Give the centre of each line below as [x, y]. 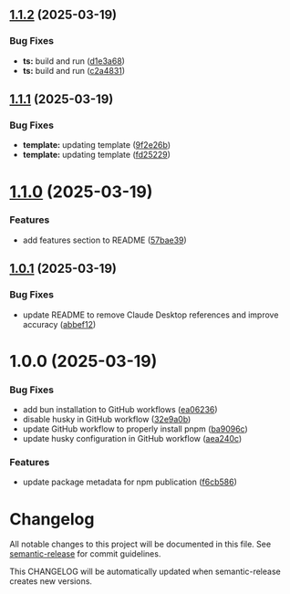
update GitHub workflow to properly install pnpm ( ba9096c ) [135, 429]
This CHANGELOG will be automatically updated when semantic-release [145, 572]
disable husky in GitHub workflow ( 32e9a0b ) [107, 420]
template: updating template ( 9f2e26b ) [97, 145]
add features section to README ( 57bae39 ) [104, 240]
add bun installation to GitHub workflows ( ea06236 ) [120, 410]
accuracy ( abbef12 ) [59, 324]
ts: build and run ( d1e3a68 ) [74, 61]
